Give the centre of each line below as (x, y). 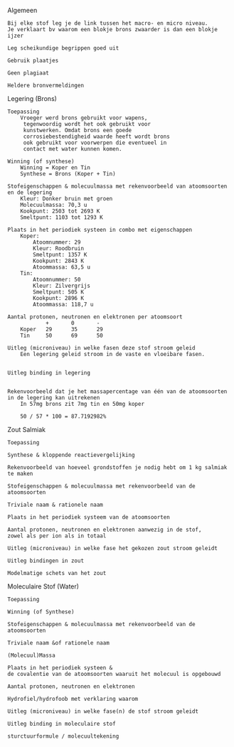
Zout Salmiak (27, 430)
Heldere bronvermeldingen (46, 85)
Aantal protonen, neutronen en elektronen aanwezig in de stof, (105, 530)
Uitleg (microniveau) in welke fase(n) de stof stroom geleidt (103, 711)
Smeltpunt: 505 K (58, 292)
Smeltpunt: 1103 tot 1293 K (62, 217)
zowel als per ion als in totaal (57, 536)
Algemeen (22, 10)
